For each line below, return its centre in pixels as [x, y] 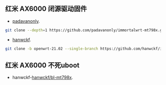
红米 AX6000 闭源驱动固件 [46, 9]
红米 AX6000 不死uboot [42, 65]
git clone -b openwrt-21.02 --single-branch [52, 48]
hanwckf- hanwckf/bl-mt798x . [42, 78]
